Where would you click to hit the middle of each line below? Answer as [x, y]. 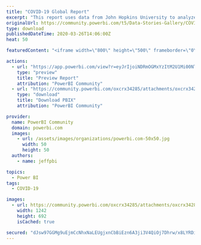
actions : [17, 61]
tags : [13, 183]
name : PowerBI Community [42, 122]
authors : [22, 156]
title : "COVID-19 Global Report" [48, 12]
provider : [19, 117]
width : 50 [34, 144]
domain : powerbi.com [37, 128]
